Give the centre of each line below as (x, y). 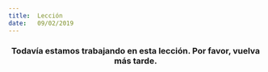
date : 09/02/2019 (41, 23)
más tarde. (136, 61)
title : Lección (36, 16)
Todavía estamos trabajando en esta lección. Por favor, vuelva (136, 51)
